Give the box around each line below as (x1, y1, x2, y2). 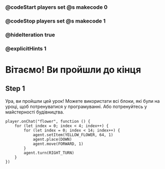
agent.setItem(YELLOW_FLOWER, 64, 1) (32, 132, 114, 137)
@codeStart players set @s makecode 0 (5, 4, 108, 11)
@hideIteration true (5, 31, 55, 38)
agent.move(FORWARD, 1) (32, 141, 84, 146)
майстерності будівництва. (5, 109, 65, 115)
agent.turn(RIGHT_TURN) (24, 150, 74, 155)
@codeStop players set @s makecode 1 (5, 17, 106, 24)
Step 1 (5, 84, 26, 93)
